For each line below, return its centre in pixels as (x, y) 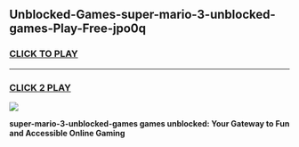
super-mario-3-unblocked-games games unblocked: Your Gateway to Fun (149, 123)
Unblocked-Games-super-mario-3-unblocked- (142, 15)
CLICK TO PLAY (44, 54)
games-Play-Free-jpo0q (78, 29)
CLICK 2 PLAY (40, 87)
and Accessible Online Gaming (67, 133)
